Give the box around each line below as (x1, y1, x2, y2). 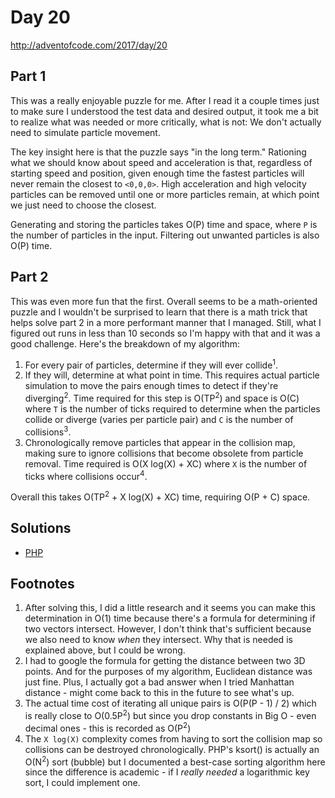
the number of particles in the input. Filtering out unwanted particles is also (10, 229, 320, 241)
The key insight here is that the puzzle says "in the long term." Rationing (10, 146, 307, 158)
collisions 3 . (24, 424, 72, 438)
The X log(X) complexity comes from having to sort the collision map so (24, 732, 323, 745)
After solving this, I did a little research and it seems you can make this (24, 602, 316, 614)
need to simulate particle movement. (10, 126, 161, 138)
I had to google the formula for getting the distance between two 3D (24, 655, 306, 667)
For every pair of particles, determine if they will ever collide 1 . (24, 357, 279, 371)
